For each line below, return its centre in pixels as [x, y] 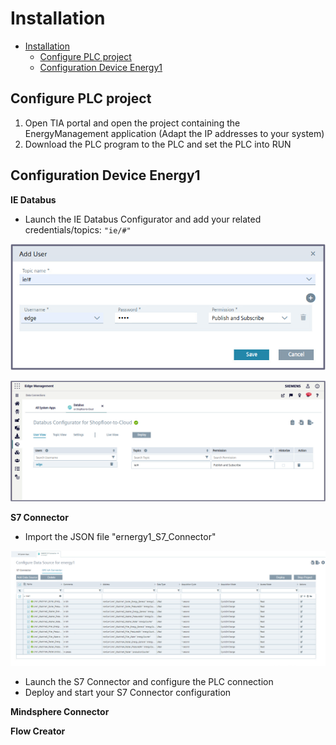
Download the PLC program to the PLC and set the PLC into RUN [158, 144]
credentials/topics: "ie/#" [78, 229]
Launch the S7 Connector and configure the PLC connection [149, 682]
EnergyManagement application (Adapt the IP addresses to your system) [174, 133]
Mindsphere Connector [60, 712]
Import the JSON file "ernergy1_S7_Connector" [120, 537]
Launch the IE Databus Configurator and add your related [143, 219]
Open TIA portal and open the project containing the [132, 123]
